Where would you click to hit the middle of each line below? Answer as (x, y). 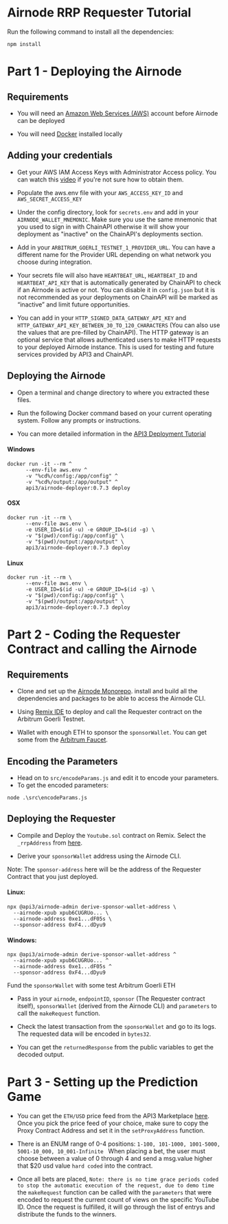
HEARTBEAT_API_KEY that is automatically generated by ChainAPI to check (119, 282)
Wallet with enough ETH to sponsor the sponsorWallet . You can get (112, 733)
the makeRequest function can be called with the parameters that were (114, 1192)
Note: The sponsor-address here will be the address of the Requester (104, 869)
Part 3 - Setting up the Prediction (103, 1082)
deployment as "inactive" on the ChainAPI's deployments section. (110, 234)
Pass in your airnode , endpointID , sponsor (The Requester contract (111, 999)
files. (24, 399)
